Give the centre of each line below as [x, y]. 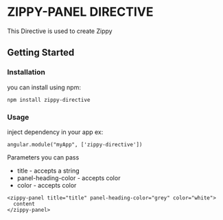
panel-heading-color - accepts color [69, 178]
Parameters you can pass [43, 157]
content [24, 203]
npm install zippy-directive [49, 100]
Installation [26, 72]
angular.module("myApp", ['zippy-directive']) [75, 144]
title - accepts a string [48, 170]
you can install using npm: [44, 87]
